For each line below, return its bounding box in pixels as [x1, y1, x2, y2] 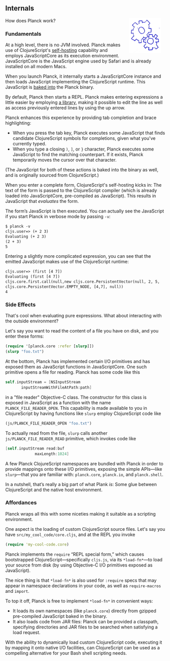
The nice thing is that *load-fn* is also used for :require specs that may [5, 577, 157, 583]
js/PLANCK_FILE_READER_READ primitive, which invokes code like [5, 435, 136, 441]
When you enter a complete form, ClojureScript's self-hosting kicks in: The [5, 182, 162, 188]
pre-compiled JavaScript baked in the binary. [12, 613, 108, 619]
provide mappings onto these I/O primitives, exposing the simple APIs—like [5, 466, 162, 472]
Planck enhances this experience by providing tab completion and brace [5, 114, 157, 121]
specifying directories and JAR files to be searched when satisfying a [12, 624, 158, 630]
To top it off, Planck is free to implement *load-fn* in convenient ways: [5, 597, 153, 604]
